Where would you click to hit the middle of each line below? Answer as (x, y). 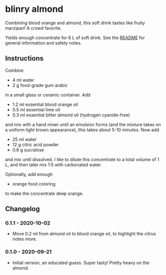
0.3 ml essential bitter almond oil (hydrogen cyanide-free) (71, 115)
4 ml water (23, 80)
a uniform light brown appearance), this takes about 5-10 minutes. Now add (82, 130)
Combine (14, 70)
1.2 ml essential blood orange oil (45, 104)
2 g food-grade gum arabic (40, 85)
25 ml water (25, 139)
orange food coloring (34, 183)
